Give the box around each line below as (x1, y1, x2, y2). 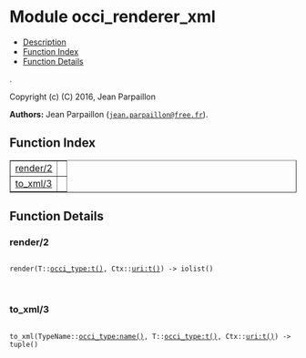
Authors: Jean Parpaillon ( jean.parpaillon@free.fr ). (9, 108, 209, 119)
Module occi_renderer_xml (9, 6, 216, 27)
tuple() (9, 340, 39, 349)
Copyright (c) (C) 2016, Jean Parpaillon (9, 91, 157, 102)
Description (22, 36, 66, 47)
